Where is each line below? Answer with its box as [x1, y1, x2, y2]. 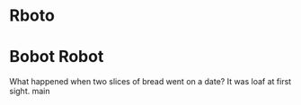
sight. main [9, 86, 50, 97]
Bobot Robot [9, 47, 104, 67]
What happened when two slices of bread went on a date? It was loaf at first [9, 76, 292, 87]
